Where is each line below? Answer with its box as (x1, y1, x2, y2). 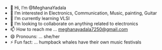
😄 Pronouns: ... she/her (10, 33, 60, 39)
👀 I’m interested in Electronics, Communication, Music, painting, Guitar (10, 10, 157, 16)
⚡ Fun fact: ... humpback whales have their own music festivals (10, 39, 142, 45)
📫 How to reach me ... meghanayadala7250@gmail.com (10, 26, 128, 32)
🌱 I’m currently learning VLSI (10, 15, 70, 21)
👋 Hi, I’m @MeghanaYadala (10, 5, 67, 10)
